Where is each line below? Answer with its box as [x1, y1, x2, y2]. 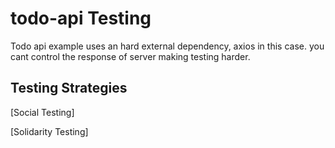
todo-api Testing [10, 7, 152, 30]
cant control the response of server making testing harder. [10, 50, 251, 62]
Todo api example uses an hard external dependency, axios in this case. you [10, 40, 325, 52]
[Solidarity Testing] [10, 125, 89, 137]
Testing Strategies [10, 80, 128, 97]
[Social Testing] [10, 106, 75, 118]
